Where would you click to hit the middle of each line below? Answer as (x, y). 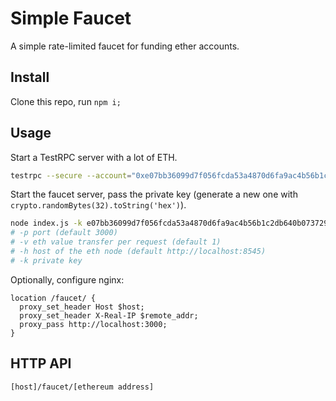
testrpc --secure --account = (71, 175)
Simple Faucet (71, 18)
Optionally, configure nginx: (67, 279)
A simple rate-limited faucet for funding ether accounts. (125, 46)
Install (30, 77)
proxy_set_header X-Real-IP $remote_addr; (109, 315)
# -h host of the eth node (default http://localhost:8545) (138, 252)
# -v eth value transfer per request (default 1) (116, 242)
